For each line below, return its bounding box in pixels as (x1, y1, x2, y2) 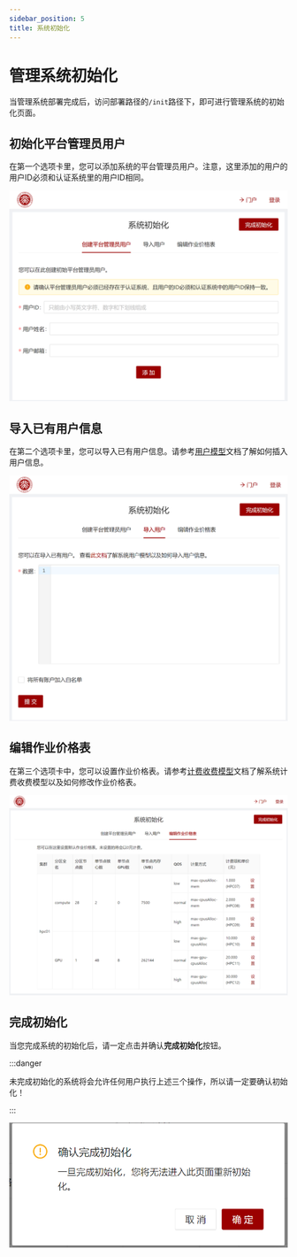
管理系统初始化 (9, 66, 118, 86)
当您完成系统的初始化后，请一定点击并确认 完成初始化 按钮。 (9, 1040, 226, 1051)
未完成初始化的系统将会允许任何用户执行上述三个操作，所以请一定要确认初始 (9, 1076, 288, 1086)
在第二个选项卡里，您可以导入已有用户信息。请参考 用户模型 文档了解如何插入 (9, 446, 288, 457)
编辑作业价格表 (9, 740, 91, 756)
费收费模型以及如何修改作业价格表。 (9, 776, 141, 787)
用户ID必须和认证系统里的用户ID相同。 (9, 173, 148, 183)
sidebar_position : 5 (9, 14, 86, 23)
